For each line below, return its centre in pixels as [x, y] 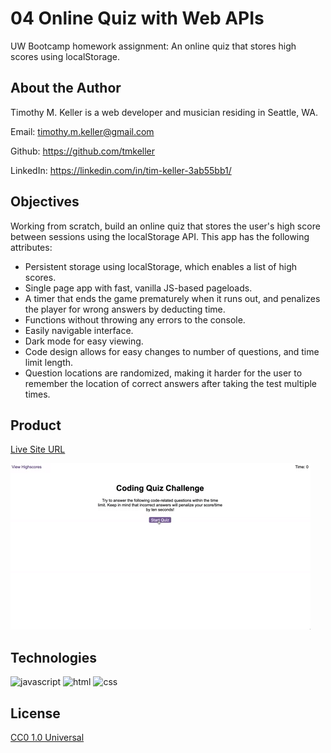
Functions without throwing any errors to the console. [135, 319]
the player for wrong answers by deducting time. [125, 309]
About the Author [66, 88]
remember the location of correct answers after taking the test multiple [171, 383]
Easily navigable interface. [79, 330]
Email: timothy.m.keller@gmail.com [82, 131]
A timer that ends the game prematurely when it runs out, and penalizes [172, 298]
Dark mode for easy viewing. [84, 341]
